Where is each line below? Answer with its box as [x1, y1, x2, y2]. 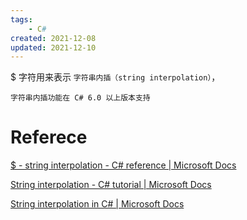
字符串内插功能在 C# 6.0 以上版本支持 [10, 93, 151, 103]
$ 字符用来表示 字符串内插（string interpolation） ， [10, 71, 221, 83]
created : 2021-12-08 [10, 33, 97, 43]
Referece [10, 126, 88, 149]
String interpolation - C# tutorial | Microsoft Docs [10, 179, 212, 191]
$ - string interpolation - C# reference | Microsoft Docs [10, 159, 237, 171]
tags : [10, 14, 33, 25]
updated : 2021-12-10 [10, 42, 97, 53]
